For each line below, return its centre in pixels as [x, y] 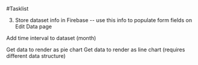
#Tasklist [18, 9]
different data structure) [36, 56]
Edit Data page [34, 27]
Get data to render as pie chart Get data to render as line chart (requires [96, 49]
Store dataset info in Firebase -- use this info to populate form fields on [103, 20]
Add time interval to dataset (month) [51, 38]
